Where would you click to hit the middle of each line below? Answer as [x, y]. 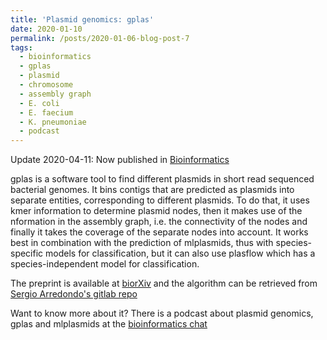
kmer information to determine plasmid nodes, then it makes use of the [156, 211]
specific [27, 253]
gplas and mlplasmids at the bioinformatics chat [109, 324]
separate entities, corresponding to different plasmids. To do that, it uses [160, 200]
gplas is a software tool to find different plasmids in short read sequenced [162, 179]
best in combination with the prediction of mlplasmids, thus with [142, 243]
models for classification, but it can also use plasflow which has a [180, 253]
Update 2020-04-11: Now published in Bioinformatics [120, 160]
